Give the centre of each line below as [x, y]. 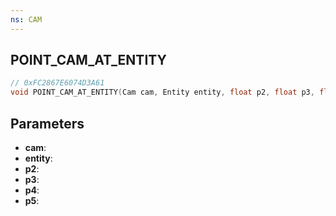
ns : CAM [26, 19]
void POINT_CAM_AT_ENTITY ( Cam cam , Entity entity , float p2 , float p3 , [162, 92]
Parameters [47, 123]
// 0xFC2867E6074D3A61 [57, 83]
